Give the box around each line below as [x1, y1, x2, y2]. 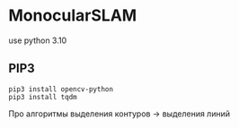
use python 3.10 [8, 35, 67, 46]
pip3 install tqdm [8, 92, 77, 101]
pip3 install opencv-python [8, 84, 114, 94]
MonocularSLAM [8, 5, 137, 26]
